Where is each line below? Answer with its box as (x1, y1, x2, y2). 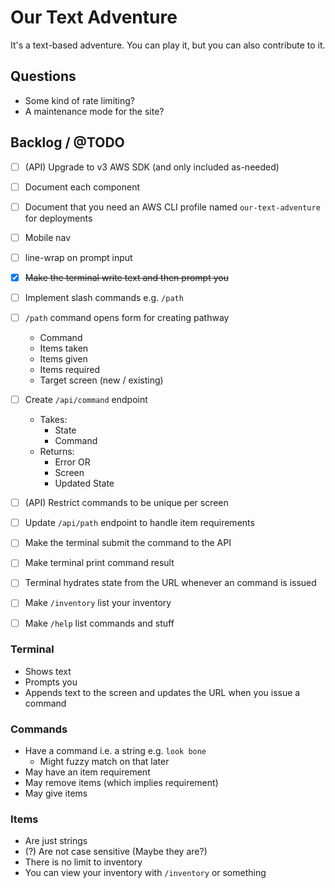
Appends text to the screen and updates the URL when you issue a (24, 686, 301, 698)
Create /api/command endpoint (24, 394, 148, 406)
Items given (39, 353, 88, 365)
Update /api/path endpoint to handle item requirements (24, 517, 255, 529)
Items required (39, 364, 100, 376)
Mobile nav (24, 231, 72, 243)
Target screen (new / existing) (39, 374, 164, 386)
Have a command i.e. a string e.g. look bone (24, 745, 207, 757)
